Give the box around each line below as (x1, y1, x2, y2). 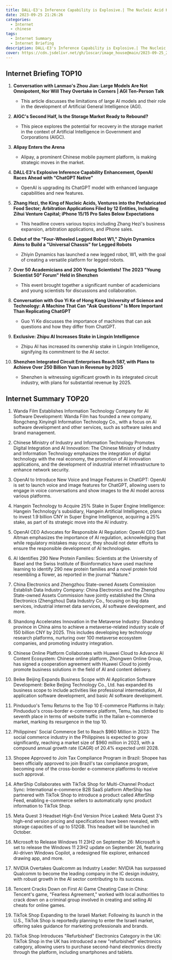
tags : (6, 31, 17, 36)
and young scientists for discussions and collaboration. (20, 287, 137, 294)
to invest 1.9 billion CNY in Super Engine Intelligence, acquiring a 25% (13, 514, 160, 520)
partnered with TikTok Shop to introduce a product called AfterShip (13, 792, 155, 798)
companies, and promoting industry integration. (13, 640, 114, 647)
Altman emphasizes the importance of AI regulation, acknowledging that (13, 535, 165, 541)
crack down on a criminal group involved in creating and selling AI (13, 897, 152, 903)
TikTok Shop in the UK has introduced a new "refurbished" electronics (13, 939, 161, 945)
